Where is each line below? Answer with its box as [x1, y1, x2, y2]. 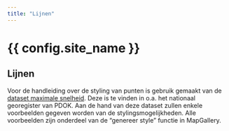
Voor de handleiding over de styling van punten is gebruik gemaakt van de [7, 86, 222, 95]
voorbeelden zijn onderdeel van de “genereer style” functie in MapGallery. [7, 116, 222, 124]
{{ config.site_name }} [7, 40, 140, 56]
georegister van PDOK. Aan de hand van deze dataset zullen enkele [7, 101, 203, 109]
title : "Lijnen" [7, 10, 55, 17]
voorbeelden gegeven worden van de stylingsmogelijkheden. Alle [7, 109, 196, 117]
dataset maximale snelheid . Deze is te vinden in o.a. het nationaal [7, 93, 196, 102]
